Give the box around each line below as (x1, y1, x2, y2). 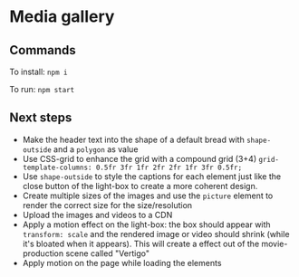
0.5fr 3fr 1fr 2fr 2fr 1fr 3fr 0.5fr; (95, 163, 243, 172)
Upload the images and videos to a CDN (22, 209, 173, 220)
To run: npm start (9, 84, 75, 94)
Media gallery (9, 6, 115, 27)
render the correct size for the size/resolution (22, 199, 193, 210)
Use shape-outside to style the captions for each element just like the (22, 170, 282, 182)
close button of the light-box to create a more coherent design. (22, 180, 258, 191)
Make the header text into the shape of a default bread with (22, 134, 245, 145)
